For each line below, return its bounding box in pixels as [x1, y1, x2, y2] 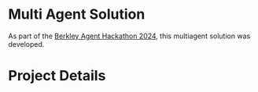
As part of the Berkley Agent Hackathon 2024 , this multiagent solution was [8, 31, 251, 41]
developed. [8, 39, 45, 48]
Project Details [8, 67, 106, 85]
